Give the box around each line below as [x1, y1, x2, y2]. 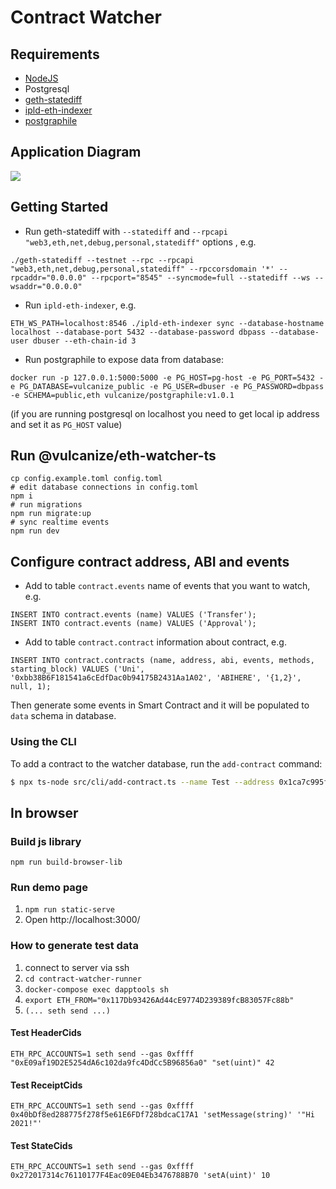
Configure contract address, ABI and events [10, 553, 290, 570]
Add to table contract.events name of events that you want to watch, [24, 580, 311, 592]
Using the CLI [10, 735, 77, 749]
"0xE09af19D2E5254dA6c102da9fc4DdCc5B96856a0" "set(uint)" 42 [10, 1057, 275, 1068]
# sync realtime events [10, 517, 110, 528]
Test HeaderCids [10, 1027, 82, 1039]
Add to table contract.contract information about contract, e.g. [24, 636, 287, 648]
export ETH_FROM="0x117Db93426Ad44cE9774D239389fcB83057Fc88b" [24, 995, 295, 1005]
